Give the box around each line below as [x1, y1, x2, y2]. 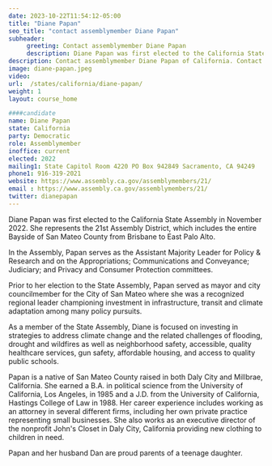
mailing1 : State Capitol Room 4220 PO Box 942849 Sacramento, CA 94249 [8, 162, 255, 170]
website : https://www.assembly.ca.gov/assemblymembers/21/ [8, 177, 212, 186]
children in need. [8, 432, 65, 442]
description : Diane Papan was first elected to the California [26, 49, 244, 58]
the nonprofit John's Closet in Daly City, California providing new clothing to [8, 423, 262, 434]
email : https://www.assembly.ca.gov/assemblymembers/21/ [8, 185, 208, 193]
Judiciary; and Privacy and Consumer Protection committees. [8, 264, 214, 274]
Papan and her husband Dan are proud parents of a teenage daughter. [8, 447, 243, 458]
